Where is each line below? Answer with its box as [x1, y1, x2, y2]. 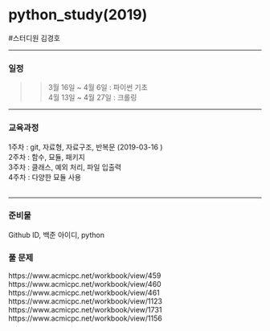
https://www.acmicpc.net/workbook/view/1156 [8, 313, 162, 323]
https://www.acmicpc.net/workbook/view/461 [8, 288, 161, 298]
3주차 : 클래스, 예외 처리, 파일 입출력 [8, 162, 122, 172]
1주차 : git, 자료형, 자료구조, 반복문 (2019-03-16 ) [8, 142, 163, 152]
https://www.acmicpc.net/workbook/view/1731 [8, 305, 162, 315]
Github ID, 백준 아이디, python [8, 230, 104, 239]
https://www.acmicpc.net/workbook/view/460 [8, 280, 162, 289]
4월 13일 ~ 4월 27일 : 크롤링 [47, 92, 137, 102]
